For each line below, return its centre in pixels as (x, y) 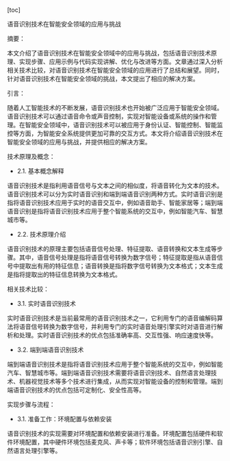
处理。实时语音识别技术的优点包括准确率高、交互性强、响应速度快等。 (118, 335)
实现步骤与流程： (31, 404)
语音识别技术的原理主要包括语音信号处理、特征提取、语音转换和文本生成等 (112, 249)
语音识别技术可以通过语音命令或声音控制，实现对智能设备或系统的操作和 (109, 116)
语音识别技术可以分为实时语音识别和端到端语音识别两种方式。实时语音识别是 (115, 194)
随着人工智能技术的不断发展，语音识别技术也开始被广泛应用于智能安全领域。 (115, 108)
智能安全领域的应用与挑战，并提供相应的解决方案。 (79, 142)
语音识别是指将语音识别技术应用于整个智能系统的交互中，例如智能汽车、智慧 (115, 211)
